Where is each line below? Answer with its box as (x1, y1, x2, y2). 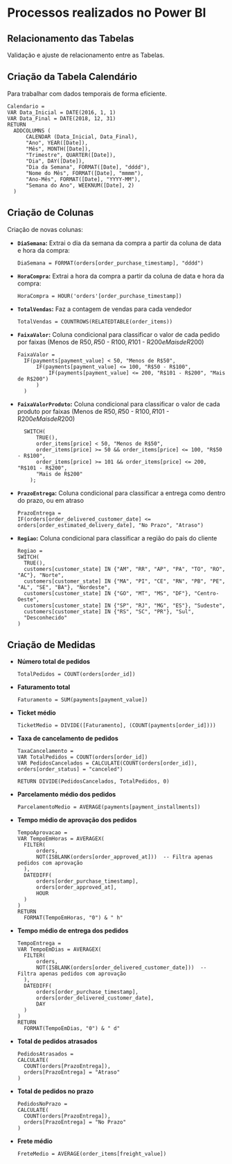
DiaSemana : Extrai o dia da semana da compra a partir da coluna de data (17, 238, 222, 247)
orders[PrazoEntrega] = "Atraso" (24, 1069, 121, 1076)
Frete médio (17, 1137, 53, 1145)
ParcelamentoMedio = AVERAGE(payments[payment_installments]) (17, 804, 201, 810)
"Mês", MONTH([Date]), (25, 145, 91, 152)
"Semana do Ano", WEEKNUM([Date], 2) (25, 182, 135, 189)
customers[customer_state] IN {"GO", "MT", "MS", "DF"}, (24, 590, 192, 597)
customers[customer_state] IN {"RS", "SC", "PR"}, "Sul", (24, 608, 195, 615)
